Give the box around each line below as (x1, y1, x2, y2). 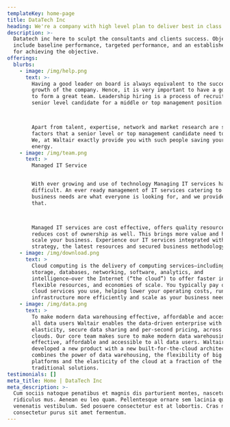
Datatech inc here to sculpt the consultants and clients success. (13, 36, 210, 43)
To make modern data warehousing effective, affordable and (31, 313, 207, 320)
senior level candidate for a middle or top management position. (31, 100, 225, 106)
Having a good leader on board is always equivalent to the (31, 80, 207, 87)
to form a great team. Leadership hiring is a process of (31, 93, 201, 100)
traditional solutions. (31, 365, 99, 371)
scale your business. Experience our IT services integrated (31, 237, 210, 244)
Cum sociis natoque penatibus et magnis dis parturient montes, (13, 390, 201, 397)
